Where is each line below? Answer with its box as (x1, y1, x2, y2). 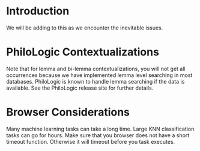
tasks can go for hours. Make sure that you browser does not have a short (6, 131, 190, 139)
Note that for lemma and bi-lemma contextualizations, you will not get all (6, 65, 186, 72)
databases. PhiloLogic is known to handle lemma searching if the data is (6, 78, 185, 85)
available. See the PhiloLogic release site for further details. (6, 84, 154, 91)
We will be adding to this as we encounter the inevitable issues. (6, 24, 163, 31)
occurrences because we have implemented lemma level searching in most (6, 71, 193, 79)
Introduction (6, 4, 70, 18)
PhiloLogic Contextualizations (6, 45, 159, 59)
